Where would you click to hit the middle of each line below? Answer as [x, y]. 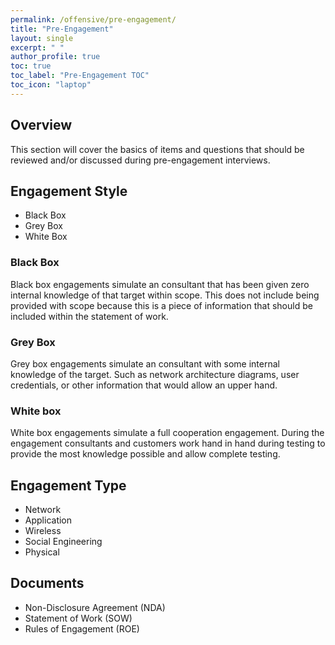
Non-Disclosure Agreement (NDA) [95, 607]
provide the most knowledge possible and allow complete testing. [145, 454]
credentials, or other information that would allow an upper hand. [144, 385]
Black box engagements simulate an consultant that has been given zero [160, 284]
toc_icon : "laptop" [51, 85]
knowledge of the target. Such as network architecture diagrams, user [155, 374]
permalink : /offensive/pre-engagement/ [93, 19]
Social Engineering [63, 542]
